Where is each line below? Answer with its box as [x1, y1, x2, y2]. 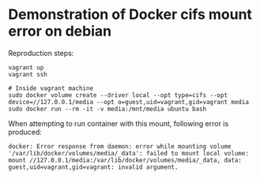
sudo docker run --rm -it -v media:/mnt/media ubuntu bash [8, 105, 207, 113]
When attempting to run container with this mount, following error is [8, 118, 229, 128]
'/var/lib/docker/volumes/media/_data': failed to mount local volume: [8, 149, 249, 157]
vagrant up [8, 63, 44, 72]
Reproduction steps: [8, 48, 74, 58]
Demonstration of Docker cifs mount [8, 6, 253, 24]
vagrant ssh [8, 70, 47, 78]
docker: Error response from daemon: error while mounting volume [8, 142, 232, 151]
